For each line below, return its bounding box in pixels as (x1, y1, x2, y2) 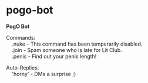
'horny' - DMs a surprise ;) (11, 70, 76, 77)
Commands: (6, 34, 36, 41)
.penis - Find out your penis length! (11, 53, 97, 60)
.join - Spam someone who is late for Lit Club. (11, 46, 122, 53)
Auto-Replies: (6, 64, 39, 71)
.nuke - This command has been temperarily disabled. (11, 40, 143, 47)
